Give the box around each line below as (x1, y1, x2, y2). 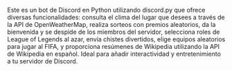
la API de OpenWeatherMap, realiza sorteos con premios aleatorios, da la (7, 21, 216, 28)
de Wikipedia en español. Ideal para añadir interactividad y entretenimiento (7, 50, 222, 58)
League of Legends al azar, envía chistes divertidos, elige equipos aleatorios (7, 35, 226, 43)
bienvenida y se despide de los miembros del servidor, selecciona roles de (7, 28, 220, 36)
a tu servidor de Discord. (7, 57, 78, 65)
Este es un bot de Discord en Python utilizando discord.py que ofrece (7, 6, 206, 14)
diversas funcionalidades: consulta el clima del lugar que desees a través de (7, 13, 225, 21)
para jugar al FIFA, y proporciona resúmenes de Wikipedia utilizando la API (7, 43, 220, 50)
